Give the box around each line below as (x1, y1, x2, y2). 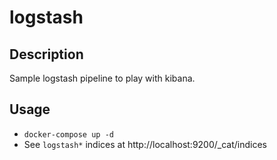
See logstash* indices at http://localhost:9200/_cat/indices (23, 138, 268, 150)
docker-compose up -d (23, 129, 114, 140)
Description (9, 46, 84, 63)
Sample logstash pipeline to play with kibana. (9, 72, 196, 84)
